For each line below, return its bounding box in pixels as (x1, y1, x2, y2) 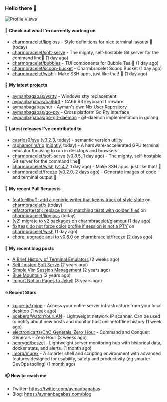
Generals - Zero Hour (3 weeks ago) (12, 334, 87, 340)
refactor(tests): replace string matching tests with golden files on (12, 207, 146, 213)
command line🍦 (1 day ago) (12, 55, 69, 61)
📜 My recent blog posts (5, 245, 54, 251)
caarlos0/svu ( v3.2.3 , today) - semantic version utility (12, 137, 123, 143)
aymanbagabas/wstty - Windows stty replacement (12, 93, 117, 99)
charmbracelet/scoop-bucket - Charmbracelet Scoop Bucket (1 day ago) (12, 65, 162, 71)
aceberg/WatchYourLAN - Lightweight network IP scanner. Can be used (12, 313, 161, 319)
